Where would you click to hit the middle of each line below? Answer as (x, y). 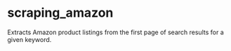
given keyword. (29, 39)
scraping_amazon (60, 13)
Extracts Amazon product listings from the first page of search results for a (115, 32)
